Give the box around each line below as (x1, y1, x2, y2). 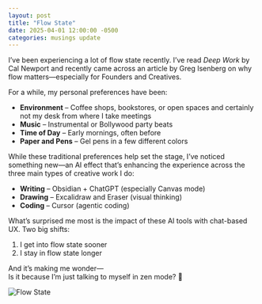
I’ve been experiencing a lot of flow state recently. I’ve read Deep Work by (8, 55, 250, 65)
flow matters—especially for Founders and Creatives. (8, 72, 182, 82)
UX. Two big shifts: (8, 225, 70, 234)
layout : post (8, 11, 51, 20)
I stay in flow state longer (19, 249, 103, 258)
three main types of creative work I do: (8, 169, 135, 178)
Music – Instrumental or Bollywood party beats (19, 120, 173, 129)
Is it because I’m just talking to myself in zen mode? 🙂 (8, 272, 184, 282)
